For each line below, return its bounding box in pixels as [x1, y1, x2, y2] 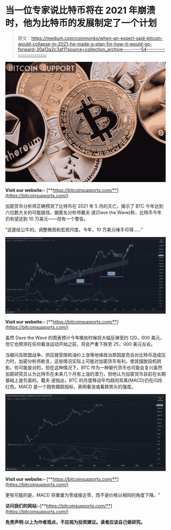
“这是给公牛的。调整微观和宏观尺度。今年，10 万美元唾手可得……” [5, 226, 144, 232]
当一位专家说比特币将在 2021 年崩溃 [5, 5, 156, 16]
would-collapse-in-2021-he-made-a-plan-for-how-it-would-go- [17, 41, 152, 47]
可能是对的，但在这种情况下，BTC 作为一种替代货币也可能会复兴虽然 [18, 365, 163, 371]
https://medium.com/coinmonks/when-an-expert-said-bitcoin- [31, 35, 163, 41]
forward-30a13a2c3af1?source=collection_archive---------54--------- [17, 46, 165, 52]
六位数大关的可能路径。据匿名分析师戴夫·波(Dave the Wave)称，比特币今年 [5, 209, 162, 215]
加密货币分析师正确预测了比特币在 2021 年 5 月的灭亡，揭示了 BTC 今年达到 [5, 203, 164, 209]
